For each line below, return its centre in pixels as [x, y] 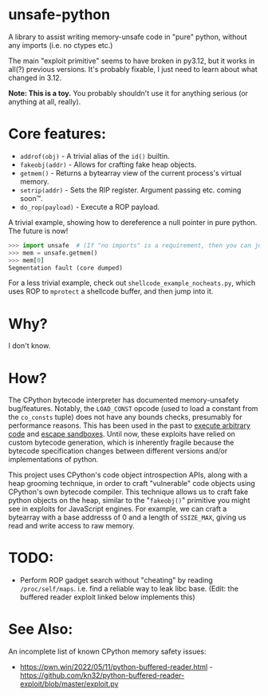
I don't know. [30, 346]
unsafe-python [59, 15]
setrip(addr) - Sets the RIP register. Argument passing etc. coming [130, 190]
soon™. [31, 198]
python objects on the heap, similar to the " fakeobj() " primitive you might [129, 500]
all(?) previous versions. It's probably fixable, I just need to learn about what [133, 69]
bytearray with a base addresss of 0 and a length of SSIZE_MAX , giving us [127, 517]
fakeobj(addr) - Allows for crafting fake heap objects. [108, 164]
